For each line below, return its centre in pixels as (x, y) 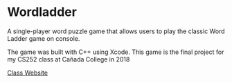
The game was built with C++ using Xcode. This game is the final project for (116, 52)
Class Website (28, 73)
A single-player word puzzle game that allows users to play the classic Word (116, 31)
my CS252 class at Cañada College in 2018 (69, 59)
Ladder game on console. (44, 38)
